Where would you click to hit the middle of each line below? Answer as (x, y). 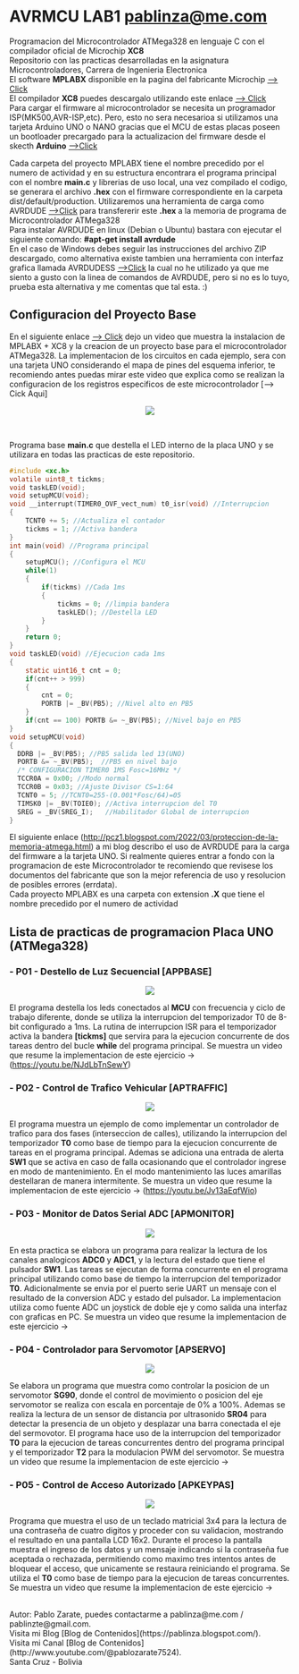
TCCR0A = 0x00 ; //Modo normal (73, 779)
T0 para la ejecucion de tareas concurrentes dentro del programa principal (147, 1442)
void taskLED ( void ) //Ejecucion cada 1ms (87, 654)
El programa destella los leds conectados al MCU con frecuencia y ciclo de (147, 1007)
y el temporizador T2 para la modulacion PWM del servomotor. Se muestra (147, 1452)
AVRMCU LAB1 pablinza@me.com (138, 17)
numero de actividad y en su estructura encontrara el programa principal (143, 173)
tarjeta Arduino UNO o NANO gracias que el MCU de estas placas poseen (145, 126)
